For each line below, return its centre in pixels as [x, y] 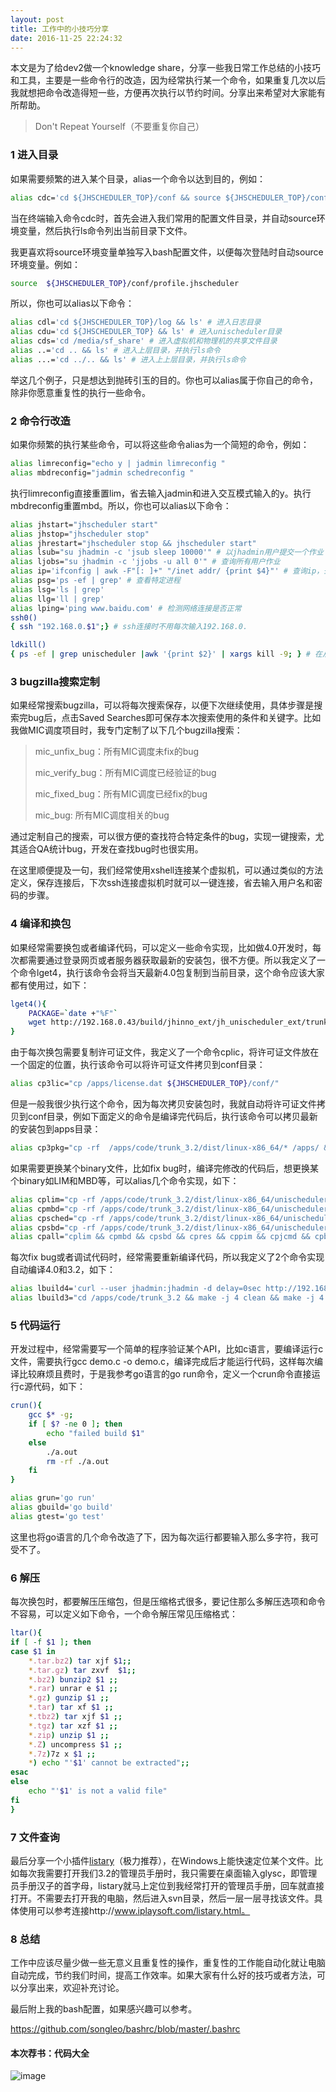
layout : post [37, 19]
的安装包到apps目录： [56, 1129]
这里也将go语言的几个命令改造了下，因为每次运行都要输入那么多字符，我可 [164, 1537]
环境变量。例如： [45, 264]
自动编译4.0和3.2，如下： [63, 1270]
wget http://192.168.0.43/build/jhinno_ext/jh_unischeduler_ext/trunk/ [180, 1022]
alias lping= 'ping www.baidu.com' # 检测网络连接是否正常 [126, 608]
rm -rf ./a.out [78, 1461]
